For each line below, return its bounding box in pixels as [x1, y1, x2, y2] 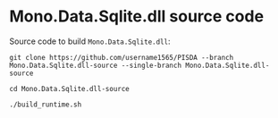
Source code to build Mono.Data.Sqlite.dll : [9, 36, 172, 46]
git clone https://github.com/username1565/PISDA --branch [9, 53, 234, 62]
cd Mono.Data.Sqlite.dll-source [9, 84, 130, 93]
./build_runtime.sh [9, 100, 82, 109]
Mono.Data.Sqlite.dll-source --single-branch [9, 61, 181, 70]
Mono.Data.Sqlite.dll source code [9, 6, 265, 27]
